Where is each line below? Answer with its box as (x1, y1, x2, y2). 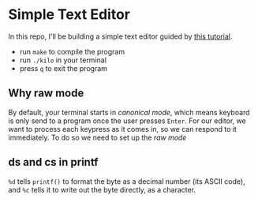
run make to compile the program (19, 47, 125, 56)
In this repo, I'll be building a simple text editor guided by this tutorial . (8, 32, 233, 41)
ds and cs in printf (8, 155, 99, 169)
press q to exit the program (19, 63, 108, 73)
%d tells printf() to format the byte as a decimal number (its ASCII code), (8, 176, 246, 186)
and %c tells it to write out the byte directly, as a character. (8, 185, 196, 194)
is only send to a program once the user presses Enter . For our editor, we (8, 116, 246, 125)
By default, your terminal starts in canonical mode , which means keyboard (8, 107, 250, 117)
